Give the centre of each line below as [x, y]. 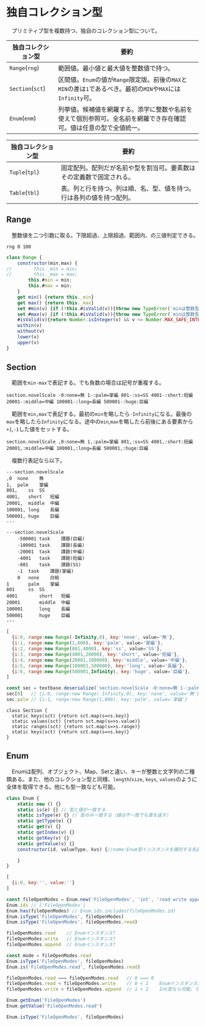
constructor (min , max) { [48, 263]
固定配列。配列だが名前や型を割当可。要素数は [128, 167]
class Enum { [23, 798]
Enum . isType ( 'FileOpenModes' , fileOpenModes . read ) [72, 922]
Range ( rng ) [24, 68]
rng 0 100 [19, 247]
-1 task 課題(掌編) [46, 572]
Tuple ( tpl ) [24, 172]
